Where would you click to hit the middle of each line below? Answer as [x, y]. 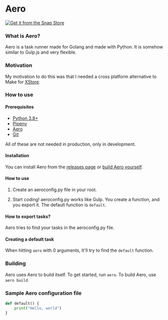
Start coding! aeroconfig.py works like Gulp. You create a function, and [86, 200]
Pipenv [20, 123]
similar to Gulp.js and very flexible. [41, 52]
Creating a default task [30, 239]
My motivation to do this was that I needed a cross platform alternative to [81, 76]
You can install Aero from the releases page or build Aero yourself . [74, 167]
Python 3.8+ [25, 118]
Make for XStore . [23, 82]
